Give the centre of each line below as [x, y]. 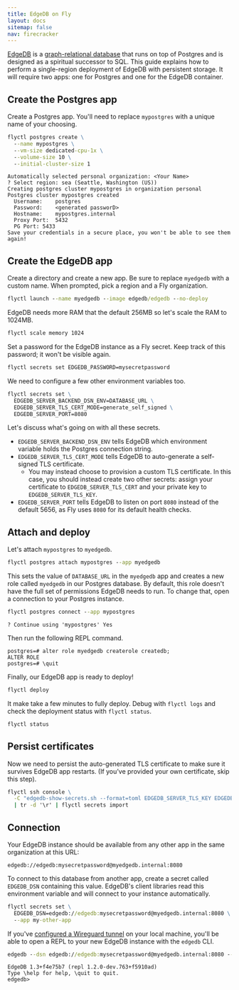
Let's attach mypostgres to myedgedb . [60, 550]
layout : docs [27, 21]
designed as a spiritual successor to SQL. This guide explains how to [108, 62]
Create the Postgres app [62, 100]
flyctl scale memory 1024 [46, 333]
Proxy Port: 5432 [41, 221]
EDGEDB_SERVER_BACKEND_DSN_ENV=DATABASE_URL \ [84, 400]
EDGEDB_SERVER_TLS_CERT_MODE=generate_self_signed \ [94, 408]
